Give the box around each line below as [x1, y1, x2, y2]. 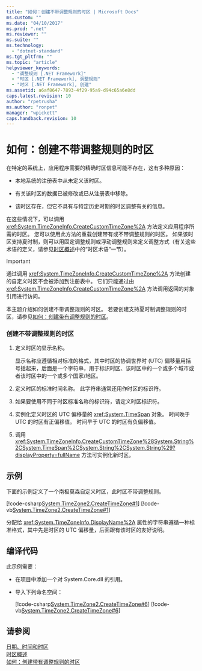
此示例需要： [6, 563, 38, 570]
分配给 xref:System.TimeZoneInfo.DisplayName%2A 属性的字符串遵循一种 [6, 519, 190, 526]
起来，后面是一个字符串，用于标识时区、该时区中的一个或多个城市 [25, 365, 189, 372]
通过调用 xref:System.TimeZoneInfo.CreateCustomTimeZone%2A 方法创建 [6, 270, 191, 277]
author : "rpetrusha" [6, 98, 58, 104]
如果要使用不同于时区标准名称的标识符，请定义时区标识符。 [14, 398, 163, 405]
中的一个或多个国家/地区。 [35, 372, 102, 380]
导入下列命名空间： [14, 588, 63, 596]
